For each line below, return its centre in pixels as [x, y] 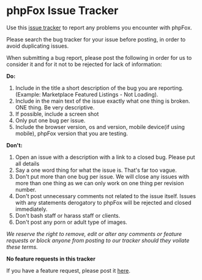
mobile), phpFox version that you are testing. [72, 133]
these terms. [22, 247]
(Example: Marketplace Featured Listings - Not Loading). [87, 94]
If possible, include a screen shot [57, 114]
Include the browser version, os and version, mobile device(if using [100, 127]
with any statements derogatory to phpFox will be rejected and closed [103, 202]
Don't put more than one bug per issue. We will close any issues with [102, 176]
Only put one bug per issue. [50, 120]
